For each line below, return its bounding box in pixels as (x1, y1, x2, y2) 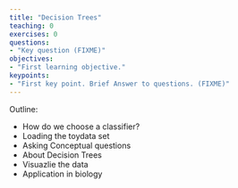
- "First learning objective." (9, 63, 126, 72)
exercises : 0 (9, 29, 58, 38)
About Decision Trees (21, 149, 103, 160)
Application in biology (21, 168, 103, 179)
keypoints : (9, 71, 50, 80)
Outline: (9, 103, 38, 114)
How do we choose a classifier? (21, 121, 140, 132)
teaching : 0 (9, 21, 54, 30)
